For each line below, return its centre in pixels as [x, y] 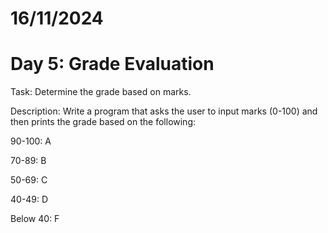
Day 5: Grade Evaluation [112, 64]
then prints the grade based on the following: [103, 122]
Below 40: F [35, 219]
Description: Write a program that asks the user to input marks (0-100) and [164, 111]
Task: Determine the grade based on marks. [101, 92]
